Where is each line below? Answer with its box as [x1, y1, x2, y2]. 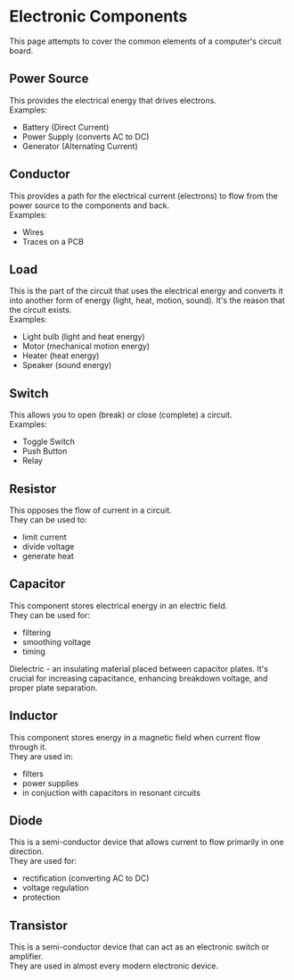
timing [21, 646, 46, 657]
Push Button [21, 446, 68, 456]
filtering [21, 627, 52, 638]
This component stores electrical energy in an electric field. [9, 600, 228, 611]
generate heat [21, 551, 74, 561]
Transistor [9, 917, 69, 933]
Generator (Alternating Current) [21, 140, 138, 151]
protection [21, 892, 61, 903]
